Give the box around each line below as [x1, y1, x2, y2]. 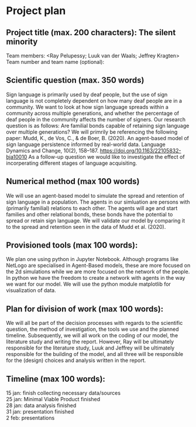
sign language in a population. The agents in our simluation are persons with [6, 198, 190, 205]
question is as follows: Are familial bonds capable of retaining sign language [6, 122, 190, 129]
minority [6, 36, 38, 46]
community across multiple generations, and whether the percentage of [6, 110, 180, 117]
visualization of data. [6, 287, 57, 294]
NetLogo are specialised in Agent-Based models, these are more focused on [6, 262, 191, 269]
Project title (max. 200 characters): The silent [6, 28, 176, 38]
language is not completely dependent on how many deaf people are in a [6, 97, 183, 104]
